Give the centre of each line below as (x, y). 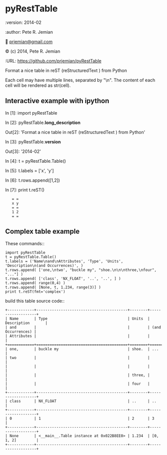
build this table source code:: (35, 301)
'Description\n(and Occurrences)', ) (44, 265)
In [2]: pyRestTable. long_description (43, 123)
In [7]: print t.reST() (25, 190)
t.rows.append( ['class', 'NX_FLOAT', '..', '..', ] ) (63, 278)
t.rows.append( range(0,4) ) (35, 283)
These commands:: (25, 243)
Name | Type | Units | (80, 319)
